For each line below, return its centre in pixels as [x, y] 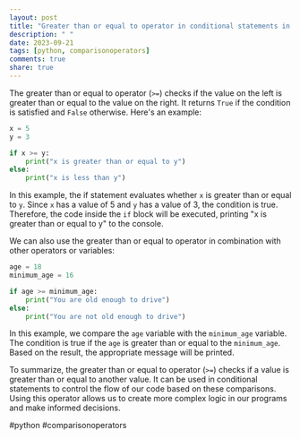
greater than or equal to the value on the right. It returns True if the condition [150, 102]
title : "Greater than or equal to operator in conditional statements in [150, 26]
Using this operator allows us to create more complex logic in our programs [148, 399]
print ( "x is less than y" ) [76, 178]
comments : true [38, 59]
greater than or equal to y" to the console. [86, 224]
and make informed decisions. [65, 408]
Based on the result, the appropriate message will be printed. [122, 353]
